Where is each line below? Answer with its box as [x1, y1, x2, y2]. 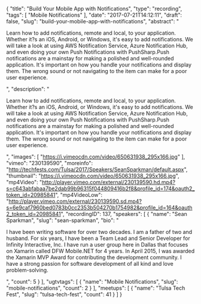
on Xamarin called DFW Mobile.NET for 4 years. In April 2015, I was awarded [6, 248, 195, 254]
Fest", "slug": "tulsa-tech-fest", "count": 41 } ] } [6, 291, 123, 298]
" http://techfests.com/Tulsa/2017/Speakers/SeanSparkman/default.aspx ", [6, 166, 188, 173]
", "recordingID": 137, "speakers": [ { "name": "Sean [60, 211, 187, 217]
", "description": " [6, 86, 50, 92]
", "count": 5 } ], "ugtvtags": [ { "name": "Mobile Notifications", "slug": [6, 278, 178, 285]
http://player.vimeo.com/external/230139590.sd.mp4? [8, 197, 142, 205]
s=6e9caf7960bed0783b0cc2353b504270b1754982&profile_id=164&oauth [6, 204, 193, 211]
